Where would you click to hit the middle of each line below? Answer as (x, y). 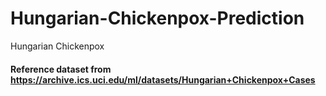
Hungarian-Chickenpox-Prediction (157, 18)
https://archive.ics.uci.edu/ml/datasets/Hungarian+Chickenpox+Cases (163, 79)
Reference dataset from (61, 69)
